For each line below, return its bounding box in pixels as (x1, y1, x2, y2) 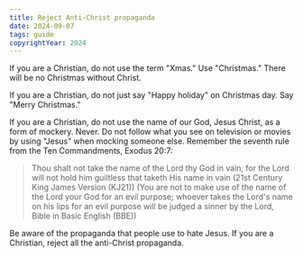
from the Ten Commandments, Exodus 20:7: (9, 146, 173, 156)
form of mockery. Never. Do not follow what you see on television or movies (9, 127, 291, 137)
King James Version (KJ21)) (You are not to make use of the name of (31, 182, 287, 193)
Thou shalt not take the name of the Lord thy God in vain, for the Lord (31, 163, 290, 173)
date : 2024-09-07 (9, 22, 75, 31)
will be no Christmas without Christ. (9, 73, 142, 84)
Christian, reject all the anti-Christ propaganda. (9, 237, 185, 248)
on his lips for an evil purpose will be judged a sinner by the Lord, (31, 201, 275, 212)
